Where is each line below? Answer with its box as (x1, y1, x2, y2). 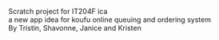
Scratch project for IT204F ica (8, 7, 108, 16)
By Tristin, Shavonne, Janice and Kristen (8, 24, 141, 32)
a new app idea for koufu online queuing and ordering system (8, 15, 212, 24)
